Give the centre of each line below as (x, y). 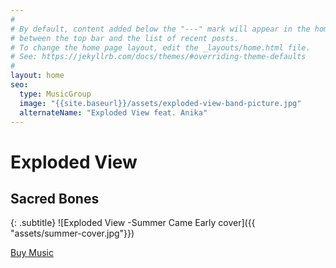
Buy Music (32, 253)
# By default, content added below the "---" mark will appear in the (160, 29)
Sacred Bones (55, 198)
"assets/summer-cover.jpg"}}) (72, 233)
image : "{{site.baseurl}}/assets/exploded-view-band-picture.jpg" (160, 103)
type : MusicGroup (55, 94)
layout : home (37, 76)
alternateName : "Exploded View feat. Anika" (113, 112)
